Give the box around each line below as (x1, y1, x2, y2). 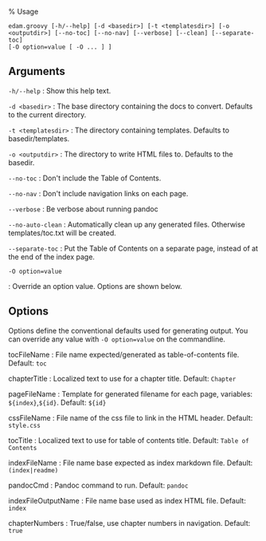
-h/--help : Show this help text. (8, 85, 111, 95)
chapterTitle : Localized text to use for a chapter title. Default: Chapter (8, 373, 237, 383)
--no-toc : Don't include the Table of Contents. (8, 173, 162, 183)
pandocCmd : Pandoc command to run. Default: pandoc (8, 480, 189, 490)
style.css (8, 421, 41, 429)
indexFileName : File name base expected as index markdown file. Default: (8, 458, 253, 468)
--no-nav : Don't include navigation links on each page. (8, 188, 189, 198)
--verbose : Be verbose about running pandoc (8, 203, 159, 214)
